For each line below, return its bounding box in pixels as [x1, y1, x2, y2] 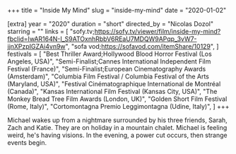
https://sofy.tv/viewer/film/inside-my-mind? [94, 28, 221, 35]
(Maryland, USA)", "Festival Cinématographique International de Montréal [7, 80, 221, 88]
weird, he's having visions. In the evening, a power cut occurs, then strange [7, 131, 228, 139]
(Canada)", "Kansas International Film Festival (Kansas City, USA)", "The [7, 88, 218, 95]
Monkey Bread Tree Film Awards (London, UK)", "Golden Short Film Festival [7, 95, 228, 103]
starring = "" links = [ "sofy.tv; [7, 28, 95, 35]
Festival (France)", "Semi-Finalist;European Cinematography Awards [7, 65, 206, 73]
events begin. [7, 138, 47, 147]
